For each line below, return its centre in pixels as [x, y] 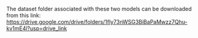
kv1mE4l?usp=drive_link [37, 28]
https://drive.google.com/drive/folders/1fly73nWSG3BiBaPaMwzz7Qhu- [97, 22]
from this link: [24, 15]
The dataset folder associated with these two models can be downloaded [99, 9]
